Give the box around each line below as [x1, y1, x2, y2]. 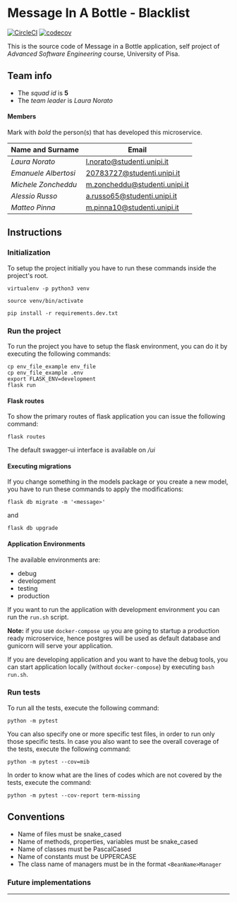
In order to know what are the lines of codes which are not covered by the [7, 771, 222, 779]
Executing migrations [7, 462, 72, 470]
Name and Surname [11, 145, 79, 155]
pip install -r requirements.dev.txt [7, 309, 119, 317]
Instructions [7, 227, 62, 239]
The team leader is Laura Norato [17, 96, 113, 104]
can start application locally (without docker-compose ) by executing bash [7, 662, 215, 671]
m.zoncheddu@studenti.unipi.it [85, 179, 189, 189]
